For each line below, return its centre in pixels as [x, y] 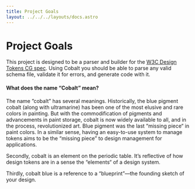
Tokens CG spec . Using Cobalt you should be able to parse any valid [89, 68]
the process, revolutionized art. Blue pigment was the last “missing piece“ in [98, 126]
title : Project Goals [32, 11]
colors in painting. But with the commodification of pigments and [84, 113]
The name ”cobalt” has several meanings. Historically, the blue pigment [92, 101]
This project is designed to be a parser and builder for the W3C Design [91, 62]
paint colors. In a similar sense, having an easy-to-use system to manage [94, 132]
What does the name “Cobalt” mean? [53, 88]
